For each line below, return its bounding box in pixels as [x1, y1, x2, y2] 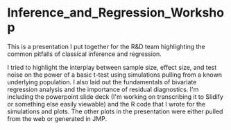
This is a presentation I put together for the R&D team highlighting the [7, 42, 206, 50]
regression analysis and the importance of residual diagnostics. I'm [7, 85, 199, 93]
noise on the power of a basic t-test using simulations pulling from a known [7, 71, 222, 79]
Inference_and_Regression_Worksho [7, 5, 224, 21]
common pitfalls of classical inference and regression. [7, 50, 162, 58]
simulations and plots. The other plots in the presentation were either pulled [7, 107, 223, 115]
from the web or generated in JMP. [7, 114, 108, 122]
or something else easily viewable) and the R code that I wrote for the [7, 100, 206, 108]
